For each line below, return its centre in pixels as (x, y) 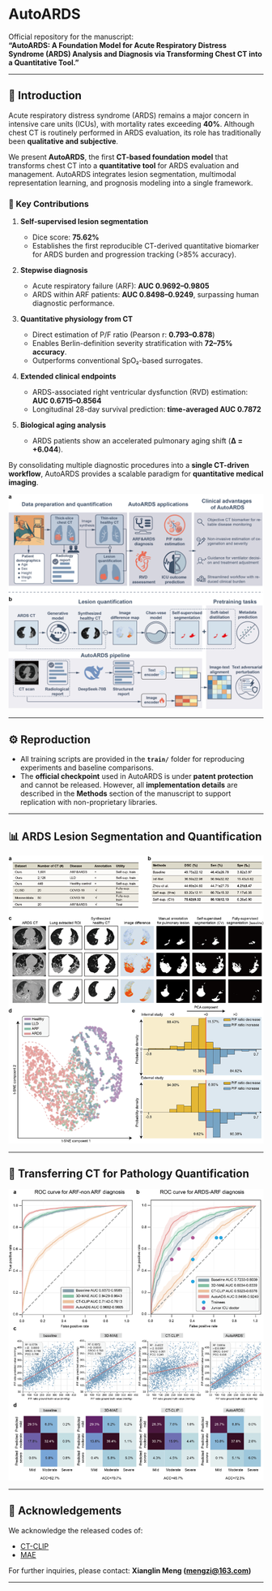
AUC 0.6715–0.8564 (67, 401)
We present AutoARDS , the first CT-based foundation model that (118, 157)
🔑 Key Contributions (49, 204)
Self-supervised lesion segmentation (84, 222)
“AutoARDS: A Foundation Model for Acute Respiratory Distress (117, 45)
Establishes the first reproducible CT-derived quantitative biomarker (146, 246)
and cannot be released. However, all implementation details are (129, 785)
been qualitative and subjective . (64, 141)
